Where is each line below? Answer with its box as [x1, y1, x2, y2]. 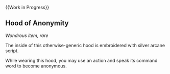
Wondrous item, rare [5, 32, 48, 39]
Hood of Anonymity [5, 19, 69, 27]
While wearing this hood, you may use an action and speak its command [5, 57, 158, 63]
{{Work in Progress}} [5, 5, 50, 10]
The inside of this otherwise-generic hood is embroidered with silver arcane [5, 42, 165, 48]
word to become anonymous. [5, 63, 67, 69]
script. [5, 48, 19, 54]
